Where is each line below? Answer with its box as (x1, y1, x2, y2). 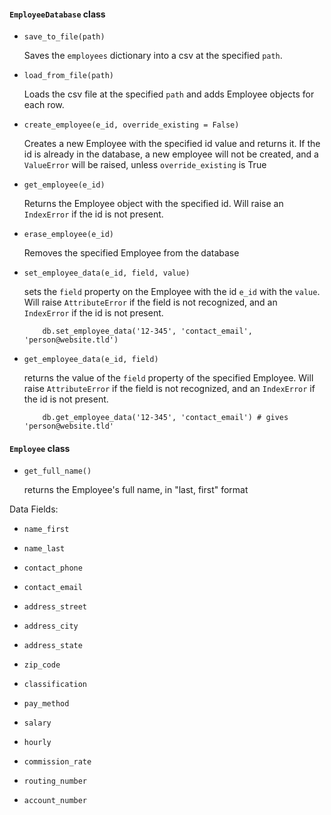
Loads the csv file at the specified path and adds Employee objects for (23, 88, 315, 100)
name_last (23, 544, 66, 554)
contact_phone (23, 563, 83, 574)
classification (23, 680, 88, 690)
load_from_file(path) (23, 71, 114, 81)
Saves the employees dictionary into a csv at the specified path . (23, 50, 283, 62)
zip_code (23, 660, 61, 670)
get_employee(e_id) (23, 180, 106, 190)
